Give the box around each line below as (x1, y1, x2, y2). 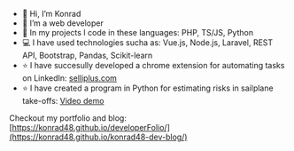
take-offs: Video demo (21, 96, 104, 106)
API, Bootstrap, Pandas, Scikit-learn (21, 50, 153, 60)
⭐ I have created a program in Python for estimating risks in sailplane (21, 83, 274, 93)
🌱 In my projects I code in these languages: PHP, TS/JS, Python (21, 28, 254, 37)
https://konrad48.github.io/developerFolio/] (12, 123, 171, 132)
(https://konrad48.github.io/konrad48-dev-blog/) (9, 131, 188, 142)
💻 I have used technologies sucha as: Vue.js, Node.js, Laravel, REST (21, 37, 274, 48)
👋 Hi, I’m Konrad (21, 9, 81, 19)
